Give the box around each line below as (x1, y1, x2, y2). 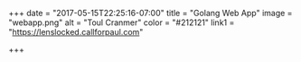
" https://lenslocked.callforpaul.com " (8, 27, 144, 37)
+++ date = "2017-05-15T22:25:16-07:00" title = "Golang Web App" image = (8, 8, 293, 18)
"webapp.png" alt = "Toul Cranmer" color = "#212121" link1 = (8, 17, 235, 28)
